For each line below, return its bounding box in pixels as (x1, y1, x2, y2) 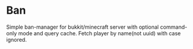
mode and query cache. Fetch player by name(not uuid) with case (17, 29, 181, 36)
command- (159, 23, 188, 30)
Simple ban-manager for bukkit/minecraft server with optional (6, 23, 159, 30)
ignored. (6, 36, 27, 43)
